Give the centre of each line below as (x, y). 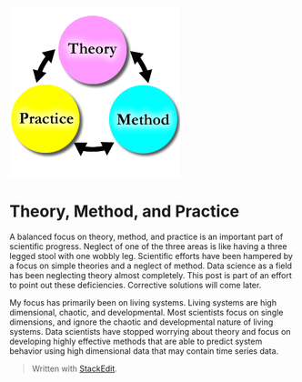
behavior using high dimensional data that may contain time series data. (144, 351)
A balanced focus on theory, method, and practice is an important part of (146, 236)
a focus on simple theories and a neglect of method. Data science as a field (151, 266)
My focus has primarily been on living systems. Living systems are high (143, 302)
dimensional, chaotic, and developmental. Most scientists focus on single (146, 312)
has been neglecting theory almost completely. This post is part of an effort (151, 275)
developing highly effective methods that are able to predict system (136, 341)
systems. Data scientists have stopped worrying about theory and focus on (150, 331)
